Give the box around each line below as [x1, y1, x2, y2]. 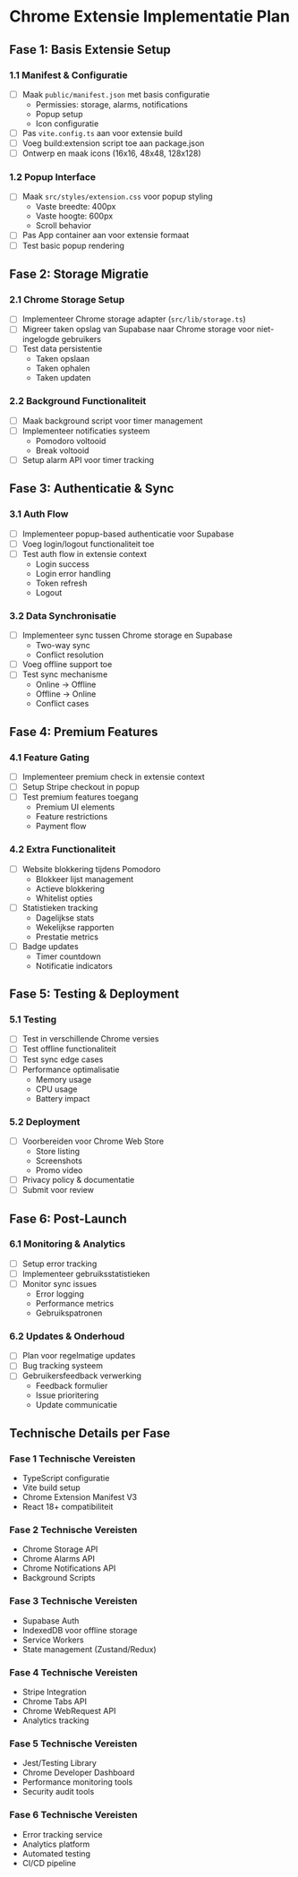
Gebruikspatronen [35, 1307, 103, 1318]
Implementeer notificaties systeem [21, 425, 150, 436]
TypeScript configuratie [21, 1473, 110, 1484]
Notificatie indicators [35, 960, 114, 971]
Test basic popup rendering [21, 240, 125, 251]
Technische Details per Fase [9, 1426, 171, 1441]
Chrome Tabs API [21, 1696, 88, 1707]
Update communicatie [35, 1400, 118, 1410]
